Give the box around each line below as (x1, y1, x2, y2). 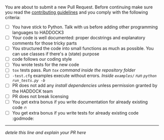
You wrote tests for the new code (12, 62, 80, 68)
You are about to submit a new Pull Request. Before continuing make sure (5, 4, 153, 10)
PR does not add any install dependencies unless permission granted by (12, 83, 158, 89)
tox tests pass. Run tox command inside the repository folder (12, 67, 136, 73)
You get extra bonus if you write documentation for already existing (12, 99, 148, 105)
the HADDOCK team (12, 88, 53, 94)
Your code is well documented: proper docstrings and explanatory (12, 35, 145, 41)
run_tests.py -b (12, 78, 45, 83)
